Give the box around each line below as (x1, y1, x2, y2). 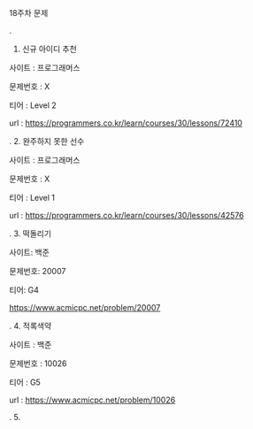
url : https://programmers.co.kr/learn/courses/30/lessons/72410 (9, 118, 243, 128)
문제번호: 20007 (9, 266, 66, 276)
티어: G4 (9, 285, 40, 295)
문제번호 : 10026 (9, 358, 68, 369)
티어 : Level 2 (9, 100, 57, 111)
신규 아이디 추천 (21, 43, 77, 54)
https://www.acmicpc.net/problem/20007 (9, 303, 161, 312)
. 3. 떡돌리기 (9, 228, 51, 239)
